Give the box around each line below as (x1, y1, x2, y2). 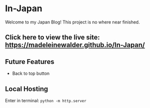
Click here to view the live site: (5, 33, 100, 42)
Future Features (5, 57, 55, 66)
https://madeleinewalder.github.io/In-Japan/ (5, 41, 145, 49)
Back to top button (12, 70, 50, 76)
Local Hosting (5, 85, 48, 93)
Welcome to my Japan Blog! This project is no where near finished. (5, 19, 140, 25)
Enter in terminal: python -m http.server (5, 97, 86, 103)
